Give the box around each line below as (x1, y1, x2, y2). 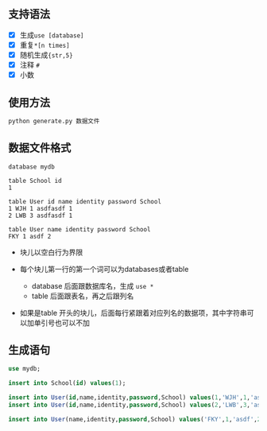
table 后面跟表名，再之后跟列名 (31, 291, 134, 301)
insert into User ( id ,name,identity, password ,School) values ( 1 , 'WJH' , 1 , (8, 394, 250, 402)
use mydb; (8, 365, 41, 373)
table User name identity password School (8, 225, 151, 233)
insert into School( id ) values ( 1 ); (8, 379, 126, 387)
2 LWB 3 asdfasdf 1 (8, 212, 73, 219)
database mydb (8, 162, 56, 171)
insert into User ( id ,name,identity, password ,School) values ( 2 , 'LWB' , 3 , (8, 401, 250, 410)
